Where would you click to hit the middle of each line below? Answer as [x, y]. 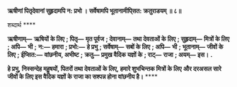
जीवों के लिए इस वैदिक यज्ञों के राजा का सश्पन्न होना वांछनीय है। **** [82, 76]
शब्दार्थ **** [22, 25]
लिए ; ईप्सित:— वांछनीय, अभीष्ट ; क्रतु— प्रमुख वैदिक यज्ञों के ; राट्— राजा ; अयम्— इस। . [110, 55]
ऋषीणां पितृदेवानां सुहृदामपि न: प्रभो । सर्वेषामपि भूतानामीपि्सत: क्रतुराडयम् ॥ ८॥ [94, 11]
